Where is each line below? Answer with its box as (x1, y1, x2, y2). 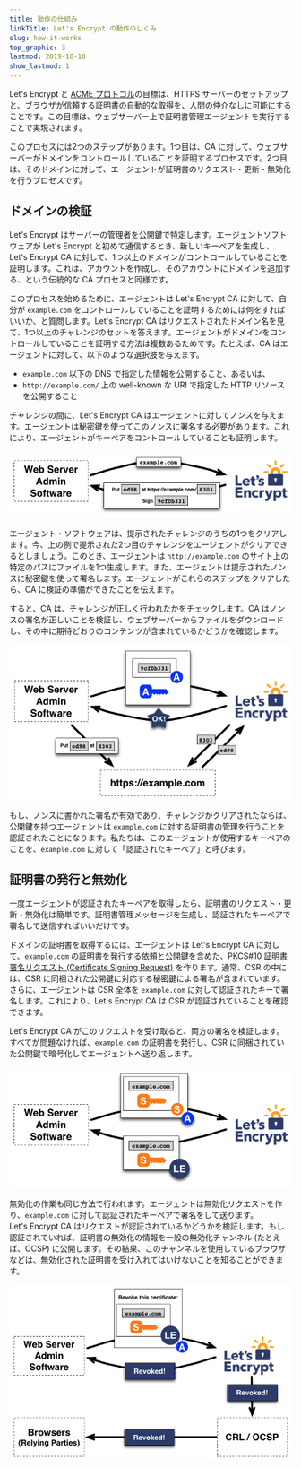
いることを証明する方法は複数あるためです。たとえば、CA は (56, 337, 280, 349)
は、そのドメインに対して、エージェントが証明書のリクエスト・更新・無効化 (9, 164, 291, 174)
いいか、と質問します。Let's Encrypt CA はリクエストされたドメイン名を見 (9, 315, 285, 326)
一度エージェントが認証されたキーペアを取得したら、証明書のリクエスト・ (9, 898, 284, 908)
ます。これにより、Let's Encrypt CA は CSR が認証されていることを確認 (24, 995, 289, 1006)
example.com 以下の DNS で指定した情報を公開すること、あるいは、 (21, 368, 271, 378)
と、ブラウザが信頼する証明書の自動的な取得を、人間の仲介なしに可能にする (9, 100, 292, 110)
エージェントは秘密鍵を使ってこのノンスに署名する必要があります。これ (23, 421, 289, 431)
